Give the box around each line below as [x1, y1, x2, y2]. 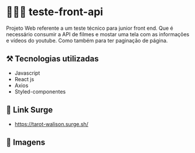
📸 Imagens [6, 137, 46, 147]
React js [14, 75, 35, 82]
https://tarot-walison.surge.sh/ [14, 120, 89, 127]
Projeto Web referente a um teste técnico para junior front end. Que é [6, 25, 174, 32]
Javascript [14, 69, 40, 76]
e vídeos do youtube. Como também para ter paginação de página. [6, 37, 168, 44]
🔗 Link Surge [6, 105, 53, 115]
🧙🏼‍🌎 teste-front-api [6, 5, 104, 19]
